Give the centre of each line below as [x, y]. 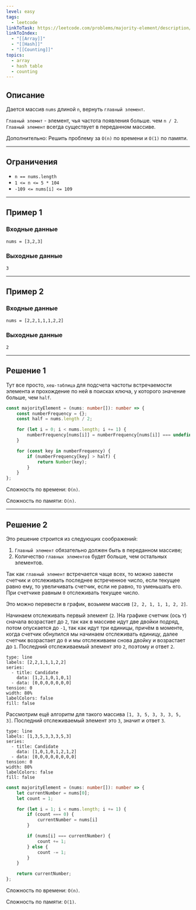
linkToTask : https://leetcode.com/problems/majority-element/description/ [99, 28]
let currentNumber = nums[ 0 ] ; [53, 793]
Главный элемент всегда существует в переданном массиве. [81, 127]
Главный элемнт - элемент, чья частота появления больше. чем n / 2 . [92, 121]
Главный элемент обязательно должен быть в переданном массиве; [98, 550]
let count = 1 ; [35, 798]
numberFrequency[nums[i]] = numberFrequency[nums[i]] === [99, 435]
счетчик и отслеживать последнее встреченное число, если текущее [93, 580]
